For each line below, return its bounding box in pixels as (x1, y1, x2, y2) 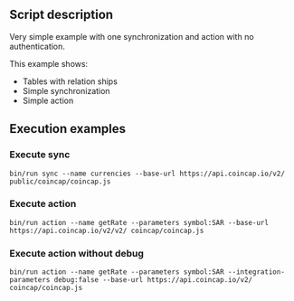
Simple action (22, 95, 74, 106)
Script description (9, 7, 114, 23)
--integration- (227, 268, 285, 277)
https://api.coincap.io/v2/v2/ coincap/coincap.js (9, 226, 204, 235)
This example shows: (9, 58, 89, 69)
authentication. (9, 41, 66, 52)
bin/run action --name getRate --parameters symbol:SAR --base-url (9, 218, 270, 227)
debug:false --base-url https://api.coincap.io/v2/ (53, 276, 253, 285)
